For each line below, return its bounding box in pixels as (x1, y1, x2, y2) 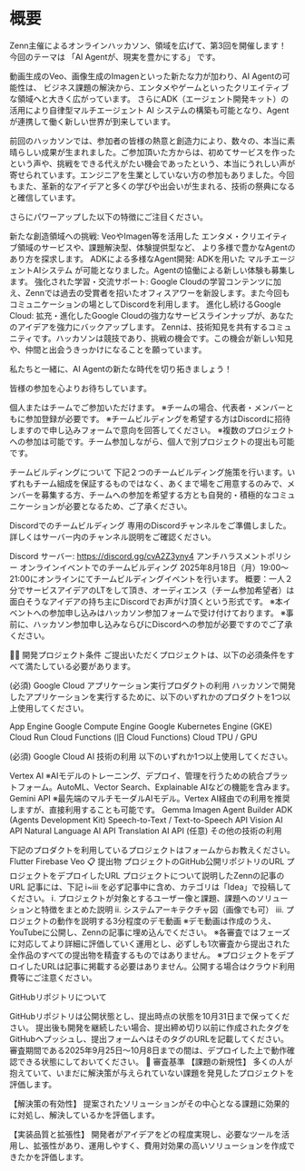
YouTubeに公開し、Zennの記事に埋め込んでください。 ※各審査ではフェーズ (9, 927, 290, 938)
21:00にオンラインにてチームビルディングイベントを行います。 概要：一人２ (9, 573, 293, 584)
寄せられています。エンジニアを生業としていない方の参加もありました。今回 (9, 169, 295, 180)
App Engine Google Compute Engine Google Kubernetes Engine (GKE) (9, 721, 273, 732)
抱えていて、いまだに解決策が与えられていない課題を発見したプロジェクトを (9, 1068, 295, 1078)
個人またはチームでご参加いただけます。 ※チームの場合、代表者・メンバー (9, 401, 286, 413)
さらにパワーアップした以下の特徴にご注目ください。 (9, 211, 209, 222)
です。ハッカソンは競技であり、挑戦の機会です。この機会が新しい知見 (33, 332, 293, 343)
